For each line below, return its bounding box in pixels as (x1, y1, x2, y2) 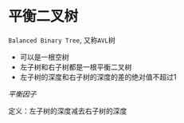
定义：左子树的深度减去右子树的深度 (8, 105, 127, 116)
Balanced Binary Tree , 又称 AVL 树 (8, 35, 115, 45)
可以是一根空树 (19, 52, 69, 61)
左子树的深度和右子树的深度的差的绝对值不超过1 (19, 72, 177, 81)
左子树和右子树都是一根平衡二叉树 (19, 61, 132, 72)
